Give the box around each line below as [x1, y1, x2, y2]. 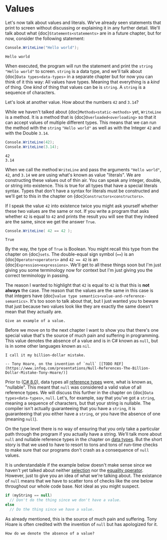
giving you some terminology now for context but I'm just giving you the [5, 267, 153, 273]
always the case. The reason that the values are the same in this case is [5, 288, 154, 294]
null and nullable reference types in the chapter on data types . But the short [5, 437, 163, 443]
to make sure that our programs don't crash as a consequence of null [5, 447, 150, 453]
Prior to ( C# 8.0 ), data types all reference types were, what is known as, [5, 379, 153, 385]
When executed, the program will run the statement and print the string [5, 63, 153, 69]
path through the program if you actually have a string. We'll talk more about [5, 431, 162, 437]
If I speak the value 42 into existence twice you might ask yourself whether [5, 203, 159, 209]
